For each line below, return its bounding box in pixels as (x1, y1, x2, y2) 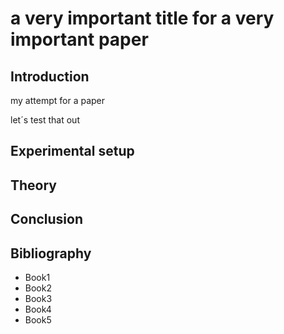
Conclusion (10, 211, 84, 228)
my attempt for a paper (10, 95, 106, 106)
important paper (10, 28, 149, 51)
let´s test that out (10, 114, 80, 126)
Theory (10, 177, 58, 194)
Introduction (10, 68, 90, 85)
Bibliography (10, 245, 92, 262)
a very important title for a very (10, 7, 275, 30)
